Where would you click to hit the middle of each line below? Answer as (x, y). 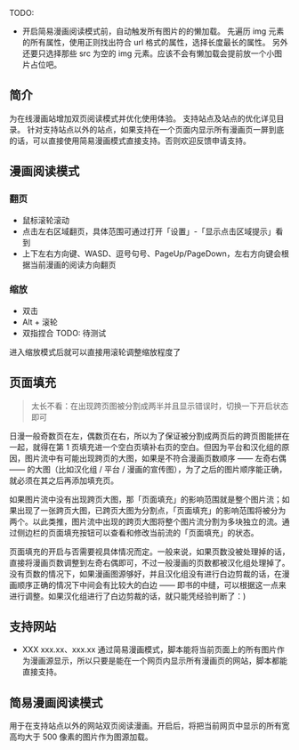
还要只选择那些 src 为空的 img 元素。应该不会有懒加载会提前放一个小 (148, 53)
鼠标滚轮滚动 (45, 220)
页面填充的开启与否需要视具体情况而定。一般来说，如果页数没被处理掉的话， (149, 552)
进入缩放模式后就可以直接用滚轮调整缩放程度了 (95, 351)
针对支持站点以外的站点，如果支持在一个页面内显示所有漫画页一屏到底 (155, 129)
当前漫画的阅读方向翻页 (73, 264)
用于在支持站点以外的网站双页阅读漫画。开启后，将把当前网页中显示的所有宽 (149, 726)
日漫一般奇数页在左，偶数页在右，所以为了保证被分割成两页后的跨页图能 (141, 436)
